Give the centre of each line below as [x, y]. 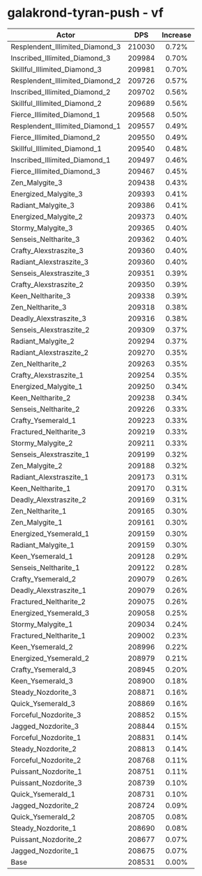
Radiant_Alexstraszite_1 [50, 477]
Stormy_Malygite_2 [42, 443]
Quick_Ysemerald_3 [43, 703]
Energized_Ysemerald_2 [50, 658]
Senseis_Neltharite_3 [45, 239]
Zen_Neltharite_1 [39, 511]
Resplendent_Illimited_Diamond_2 [66, 80]
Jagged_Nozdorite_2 [45, 805]
